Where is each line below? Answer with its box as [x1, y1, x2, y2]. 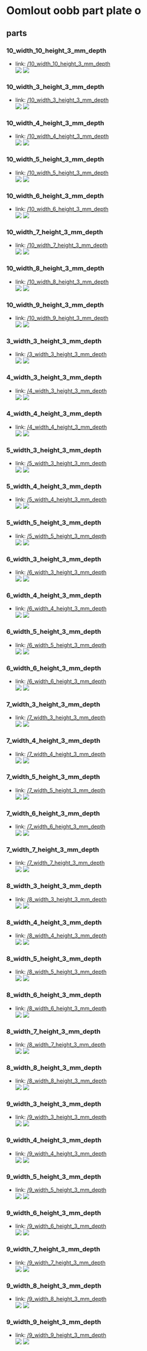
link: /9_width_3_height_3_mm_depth [15, 1114, 107, 1121]
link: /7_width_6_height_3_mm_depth [15, 823, 106, 830]
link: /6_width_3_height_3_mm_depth [15, 568, 107, 576]
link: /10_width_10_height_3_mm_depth [15, 60, 111, 67]
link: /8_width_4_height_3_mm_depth [15, 932, 108, 939]
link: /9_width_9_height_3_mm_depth [15, 1331, 106, 1339]
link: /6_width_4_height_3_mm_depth [15, 605, 107, 612]
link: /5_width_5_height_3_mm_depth [15, 532, 107, 540]
